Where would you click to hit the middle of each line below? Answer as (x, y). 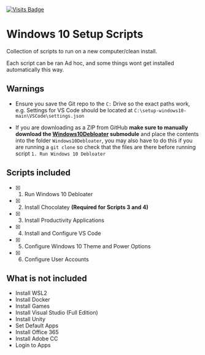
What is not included (47, 278)
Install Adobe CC (37, 339)
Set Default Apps (37, 326)
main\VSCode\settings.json (50, 116)
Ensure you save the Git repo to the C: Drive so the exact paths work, (102, 104)
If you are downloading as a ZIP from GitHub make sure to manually (102, 127)
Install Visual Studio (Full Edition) (56, 313)
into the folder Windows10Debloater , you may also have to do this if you (104, 140)
